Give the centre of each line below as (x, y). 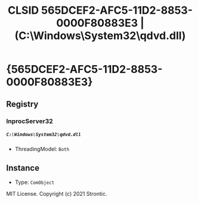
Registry (22, 104)
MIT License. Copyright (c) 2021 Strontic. (57, 194)
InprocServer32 (30, 121)
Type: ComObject (35, 182)
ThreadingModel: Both (42, 149)
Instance (23, 168)
